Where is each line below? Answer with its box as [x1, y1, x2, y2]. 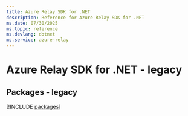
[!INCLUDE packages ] [6, 103, 61, 110]
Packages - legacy [6, 87, 77, 97]
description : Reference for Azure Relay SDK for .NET [6, 14, 145, 21]
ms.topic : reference [6, 25, 59, 32]
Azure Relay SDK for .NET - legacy [6, 63, 183, 77]
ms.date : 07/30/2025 [6, 20, 59, 26]
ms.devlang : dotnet [6, 31, 56, 37]
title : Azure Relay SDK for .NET [6, 8, 91, 15]
